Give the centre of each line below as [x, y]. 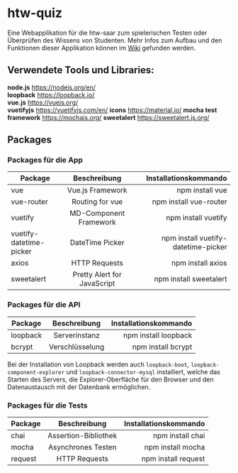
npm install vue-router [189, 202]
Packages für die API [44, 305]
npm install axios [199, 263]
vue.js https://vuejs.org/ [43, 102]
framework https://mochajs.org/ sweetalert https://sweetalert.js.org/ [108, 117]
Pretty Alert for [97, 275]
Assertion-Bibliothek [83, 436]
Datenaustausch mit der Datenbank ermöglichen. [79, 387]
